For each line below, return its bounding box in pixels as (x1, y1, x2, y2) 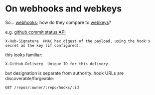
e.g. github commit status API (5, 29, 66, 35)
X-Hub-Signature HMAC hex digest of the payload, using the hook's (5, 38, 151, 44)
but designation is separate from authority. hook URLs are (5, 70, 124, 76)
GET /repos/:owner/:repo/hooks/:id (5, 85, 79, 90)
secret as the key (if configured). (5, 43, 81, 48)
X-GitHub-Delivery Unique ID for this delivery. (5, 61, 111, 66)
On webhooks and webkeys (5, 3, 122, 14)
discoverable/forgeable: (5, 75, 54, 81)
